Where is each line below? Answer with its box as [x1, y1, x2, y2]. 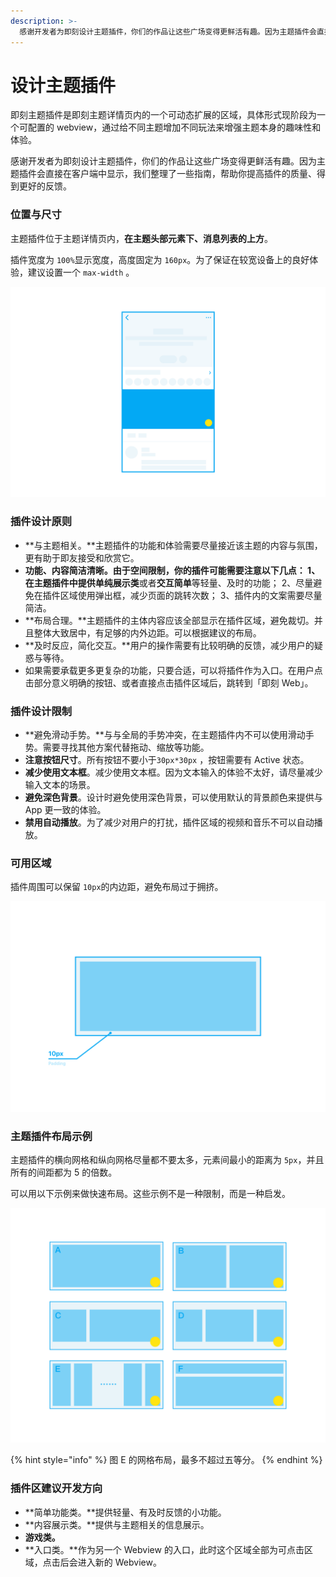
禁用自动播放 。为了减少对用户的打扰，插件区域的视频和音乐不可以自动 [24, 816, 315, 828]
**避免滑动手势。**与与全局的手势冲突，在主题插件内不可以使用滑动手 [24, 728, 315, 740]
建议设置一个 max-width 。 [27, 266, 135, 278]
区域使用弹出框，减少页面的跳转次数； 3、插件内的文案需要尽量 [59, 589, 323, 601]
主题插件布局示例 [10, 1129, 93, 1143]
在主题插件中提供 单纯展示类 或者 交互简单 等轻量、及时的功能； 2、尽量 [24, 576, 314, 589]
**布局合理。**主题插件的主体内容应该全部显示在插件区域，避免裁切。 [24, 614, 315, 626]
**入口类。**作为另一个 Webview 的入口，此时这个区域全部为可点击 [24, 1543, 305, 1555]
